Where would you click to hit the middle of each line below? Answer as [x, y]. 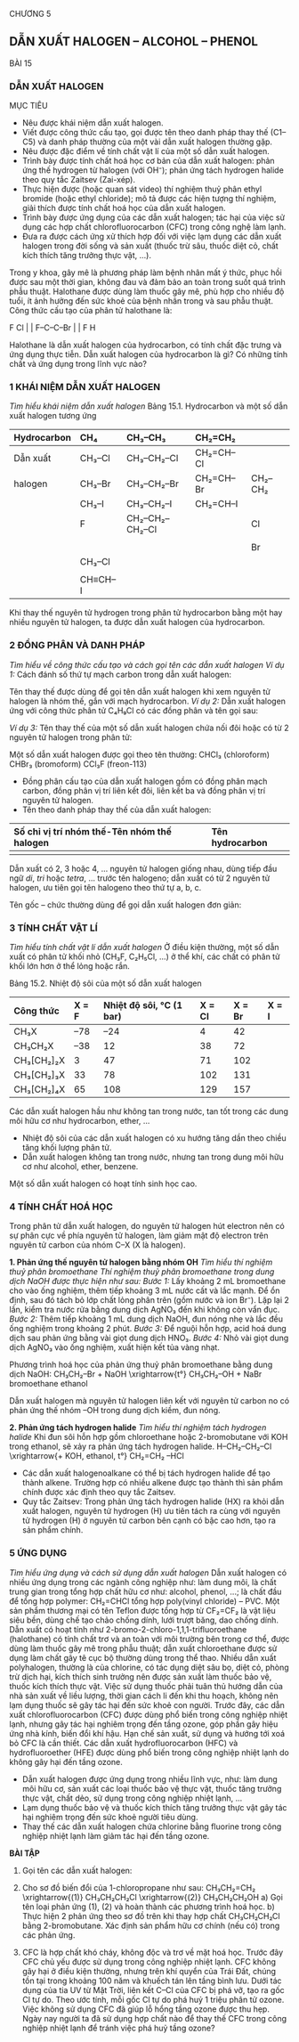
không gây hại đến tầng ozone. [66, 1761]
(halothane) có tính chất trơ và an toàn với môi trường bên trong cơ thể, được [149, 1639]
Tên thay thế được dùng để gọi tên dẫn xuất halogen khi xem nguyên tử [140, 691]
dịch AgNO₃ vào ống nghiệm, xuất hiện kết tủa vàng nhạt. [114, 1347]
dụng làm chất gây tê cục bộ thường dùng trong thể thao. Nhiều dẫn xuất [143, 1657]
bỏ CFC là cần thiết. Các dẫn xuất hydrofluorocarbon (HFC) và [124, 1743]
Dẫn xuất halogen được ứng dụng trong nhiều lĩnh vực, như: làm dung [149, 1779]
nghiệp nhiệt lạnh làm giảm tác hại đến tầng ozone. [116, 1835]
